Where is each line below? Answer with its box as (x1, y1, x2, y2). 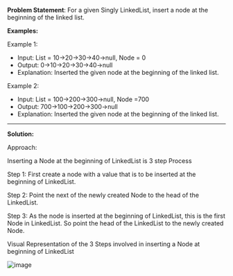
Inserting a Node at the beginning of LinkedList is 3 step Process (7, 157, 192, 165)
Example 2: (7, 82, 40, 89)
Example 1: (7, 40, 38, 48)
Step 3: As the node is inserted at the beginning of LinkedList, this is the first (7, 212, 225, 220)
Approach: (7, 144, 37, 151)
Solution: (7, 130, 35, 138)
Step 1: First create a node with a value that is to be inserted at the (7, 170, 196, 178)
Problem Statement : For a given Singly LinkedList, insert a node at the (7, 6, 209, 14)
